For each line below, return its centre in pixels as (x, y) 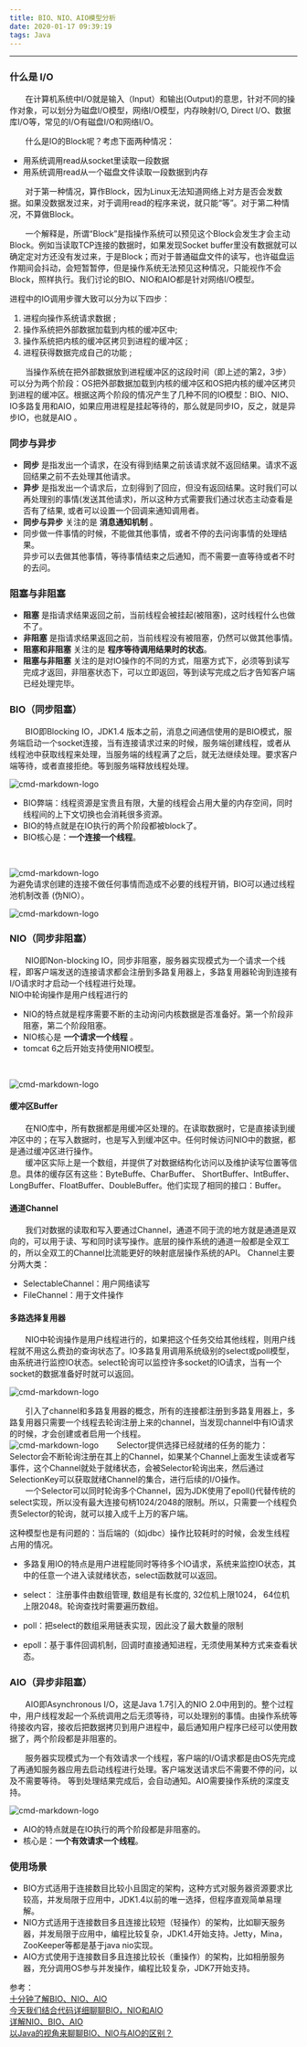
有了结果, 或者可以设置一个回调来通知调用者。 (117, 510)
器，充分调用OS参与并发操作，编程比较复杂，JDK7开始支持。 (138, 1968)
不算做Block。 (52, 214)
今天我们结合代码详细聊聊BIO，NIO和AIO (86, 2010)
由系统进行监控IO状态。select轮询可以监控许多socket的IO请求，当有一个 (146, 1363)
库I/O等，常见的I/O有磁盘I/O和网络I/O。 (84, 121)
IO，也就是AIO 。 (49, 417)
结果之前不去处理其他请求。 (83, 476)
